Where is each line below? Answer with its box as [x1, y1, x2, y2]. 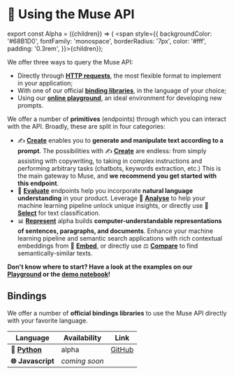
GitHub [110, 344, 134, 354]
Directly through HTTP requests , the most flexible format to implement [17, 71, 221, 80]
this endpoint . [17, 178, 59, 187]
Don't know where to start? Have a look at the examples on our [7, 262, 193, 271]
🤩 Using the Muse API [7, 6, 135, 22]
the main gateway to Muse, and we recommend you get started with [17, 171, 217, 180]
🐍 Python [10, 344, 42, 354]
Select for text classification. [17, 208, 101, 217]
